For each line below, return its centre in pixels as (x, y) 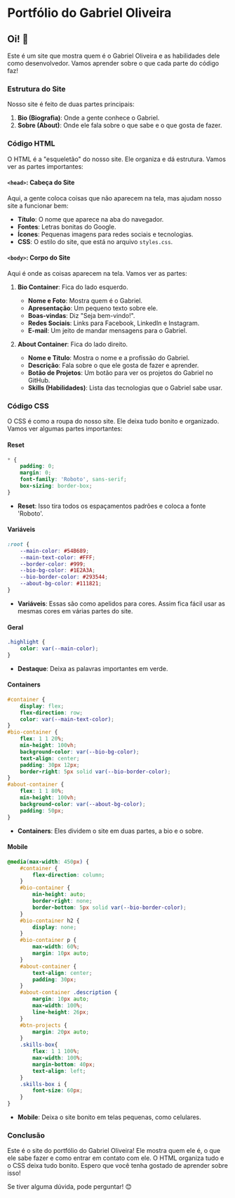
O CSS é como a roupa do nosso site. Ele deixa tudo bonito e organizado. (113, 421)
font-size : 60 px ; (58, 1091)
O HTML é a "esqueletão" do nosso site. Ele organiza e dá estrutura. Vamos (117, 159)
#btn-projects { (44, 1025)
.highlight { (26, 642)
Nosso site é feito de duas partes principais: (71, 104)
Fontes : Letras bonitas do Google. (67, 227)
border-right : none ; (62, 901)
